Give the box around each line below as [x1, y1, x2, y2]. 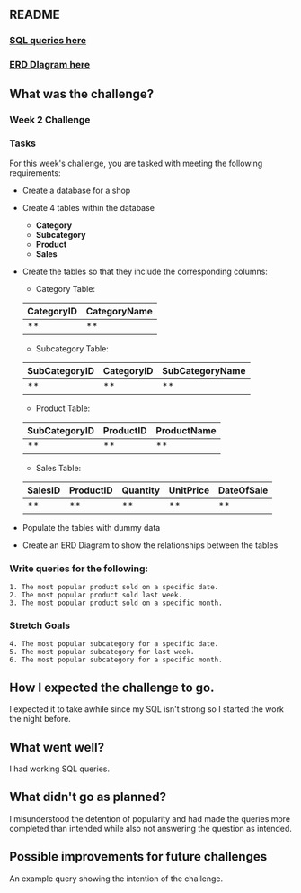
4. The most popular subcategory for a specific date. [9, 640, 219, 649]
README [9, 7, 60, 23]
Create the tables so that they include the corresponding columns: [22, 266, 268, 277]
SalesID [26, 484, 61, 497]
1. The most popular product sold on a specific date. [9, 583, 219, 592]
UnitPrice [168, 484, 209, 497]
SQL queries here [9, 34, 87, 47]
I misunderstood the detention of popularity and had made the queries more [9, 813, 290, 824]
